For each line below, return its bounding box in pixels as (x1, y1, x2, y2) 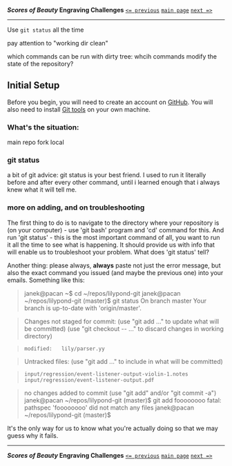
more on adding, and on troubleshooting (7, 203, 145, 212)
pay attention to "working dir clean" (7, 39, 108, 47)
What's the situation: (7, 122, 79, 132)
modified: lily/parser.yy (23, 345, 105, 352)
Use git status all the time (7, 26, 84, 34)
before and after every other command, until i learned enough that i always (7, 179, 220, 187)
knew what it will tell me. (7, 185, 77, 194)
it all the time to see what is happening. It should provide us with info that (7, 241, 215, 249)
